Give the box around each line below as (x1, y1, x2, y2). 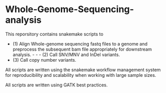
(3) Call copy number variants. (12, 57, 77, 63)
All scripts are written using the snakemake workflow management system (5, 67, 161, 73)
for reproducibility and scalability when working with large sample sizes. (5, 72, 156, 78)
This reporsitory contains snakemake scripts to (5, 31, 104, 37)
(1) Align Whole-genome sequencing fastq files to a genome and (12, 40, 148, 46)
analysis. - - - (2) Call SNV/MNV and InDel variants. (12, 52, 120, 58)
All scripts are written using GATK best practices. (5, 82, 108, 88)
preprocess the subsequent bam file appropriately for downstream (12, 46, 152, 52)
